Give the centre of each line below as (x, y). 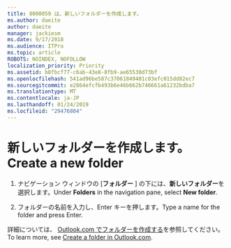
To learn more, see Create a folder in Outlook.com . (80, 237)
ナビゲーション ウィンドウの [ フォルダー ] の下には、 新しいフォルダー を (121, 183)
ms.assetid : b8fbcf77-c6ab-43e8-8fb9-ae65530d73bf (82, 72)
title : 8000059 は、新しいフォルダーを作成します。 (75, 14)
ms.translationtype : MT (42, 92)
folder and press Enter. (50, 214)
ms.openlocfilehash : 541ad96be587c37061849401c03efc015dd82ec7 (101, 79)
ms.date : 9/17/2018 (36, 40)
